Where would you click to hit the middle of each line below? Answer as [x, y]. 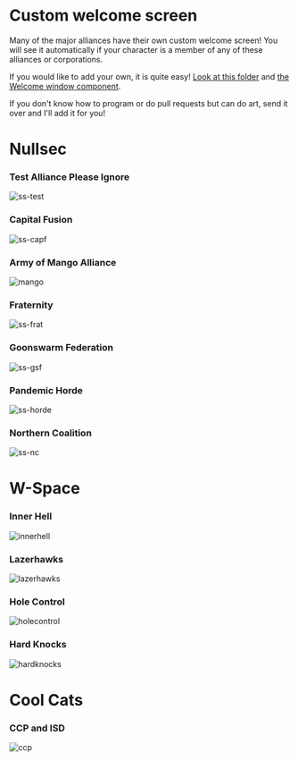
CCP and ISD [37, 728]
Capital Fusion [41, 220]
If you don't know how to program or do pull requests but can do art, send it [149, 103]
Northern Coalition [50, 433]
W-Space [45, 489]
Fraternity [31, 305]
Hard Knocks [38, 645]
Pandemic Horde [46, 390]
